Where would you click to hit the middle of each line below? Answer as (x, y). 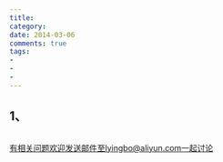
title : (22, 18)
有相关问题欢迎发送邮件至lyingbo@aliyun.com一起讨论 (111, 147)
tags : (20, 52)
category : (28, 26)
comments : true (38, 43)
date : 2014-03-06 (42, 35)
